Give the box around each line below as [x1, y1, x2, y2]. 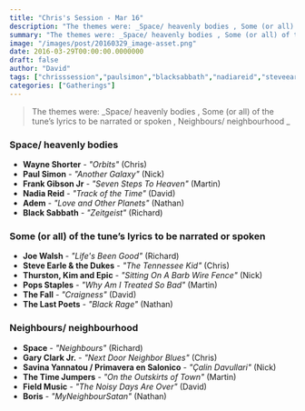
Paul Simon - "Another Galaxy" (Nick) [22, 168, 165, 179]
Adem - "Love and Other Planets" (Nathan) [22, 197, 184, 208]
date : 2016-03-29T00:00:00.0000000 [9, 47, 144, 56]
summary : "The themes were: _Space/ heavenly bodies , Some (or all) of [9, 30, 290, 39]
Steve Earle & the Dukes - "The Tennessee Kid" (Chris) [22, 260, 230, 271]
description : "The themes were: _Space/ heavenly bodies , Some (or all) [9, 22, 295, 31]
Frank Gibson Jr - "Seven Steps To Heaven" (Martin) [22, 178, 221, 189]
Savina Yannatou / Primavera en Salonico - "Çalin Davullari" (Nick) [22, 361, 277, 373]
